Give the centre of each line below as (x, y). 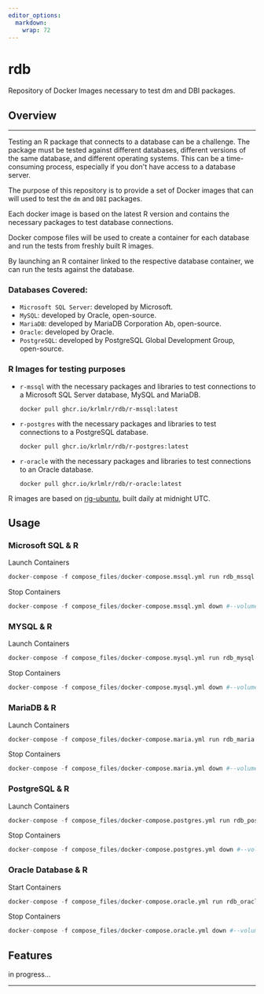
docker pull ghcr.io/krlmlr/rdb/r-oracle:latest (101, 484)
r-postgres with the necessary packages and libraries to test (118, 423)
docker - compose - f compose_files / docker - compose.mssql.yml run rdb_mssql (132, 577)
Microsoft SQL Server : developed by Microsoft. (96, 307)
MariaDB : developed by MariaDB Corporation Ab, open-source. (120, 324)
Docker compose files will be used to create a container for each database (129, 237)
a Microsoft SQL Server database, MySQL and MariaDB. (110, 395)
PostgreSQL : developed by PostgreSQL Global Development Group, (127, 341)
